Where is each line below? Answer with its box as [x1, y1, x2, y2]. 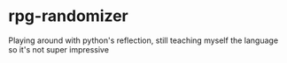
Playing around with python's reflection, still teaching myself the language [8, 35, 279, 45]
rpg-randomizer [8, 6, 129, 26]
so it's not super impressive [8, 44, 110, 54]
